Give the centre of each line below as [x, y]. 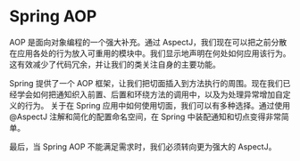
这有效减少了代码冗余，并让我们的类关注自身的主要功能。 [115, 64]
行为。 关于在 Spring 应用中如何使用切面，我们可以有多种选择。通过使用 [158, 105]
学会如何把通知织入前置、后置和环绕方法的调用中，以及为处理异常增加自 [150, 94]
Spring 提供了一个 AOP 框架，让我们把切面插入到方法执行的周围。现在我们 [146, 83]
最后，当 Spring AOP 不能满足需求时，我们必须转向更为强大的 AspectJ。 [143, 146]
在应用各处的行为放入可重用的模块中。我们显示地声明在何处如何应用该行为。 [150, 53]
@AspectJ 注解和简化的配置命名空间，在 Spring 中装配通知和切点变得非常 [145, 117]
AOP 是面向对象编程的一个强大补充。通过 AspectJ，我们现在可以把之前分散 [148, 42]
